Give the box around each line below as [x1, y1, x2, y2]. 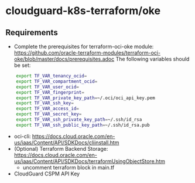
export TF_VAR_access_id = [16, 106, 80, 112]
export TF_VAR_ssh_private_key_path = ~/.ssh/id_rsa [16, 117, 142, 123]
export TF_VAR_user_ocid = [16, 84, 80, 90]
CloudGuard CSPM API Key [13, 170, 80, 177]
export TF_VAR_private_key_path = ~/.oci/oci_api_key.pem [16, 95, 156, 101]
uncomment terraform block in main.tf [22, 164, 115, 171]
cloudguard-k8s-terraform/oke [5, 4, 161, 18]
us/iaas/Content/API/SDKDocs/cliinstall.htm [13, 139, 119, 146]
